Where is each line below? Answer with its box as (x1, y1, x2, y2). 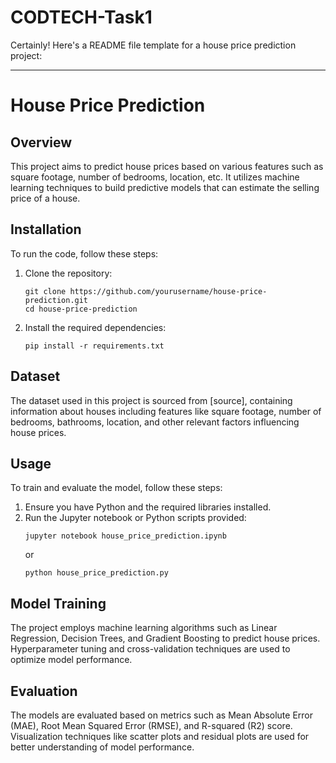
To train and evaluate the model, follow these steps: (10, 482, 223, 494)
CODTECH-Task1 (10, 6, 153, 29)
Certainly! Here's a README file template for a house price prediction (10, 39, 297, 51)
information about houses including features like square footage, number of (10, 405, 322, 417)
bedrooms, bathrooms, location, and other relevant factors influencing (10, 416, 300, 428)
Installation (10, 221, 82, 238)
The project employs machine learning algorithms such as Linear (10, 622, 278, 634)
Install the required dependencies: (24, 321, 167, 333)
